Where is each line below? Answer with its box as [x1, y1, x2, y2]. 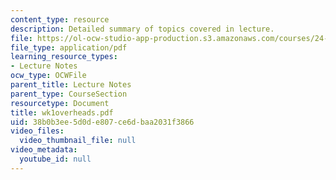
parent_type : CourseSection [10, 89, 128, 99]
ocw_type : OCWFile [10, 71, 87, 81]
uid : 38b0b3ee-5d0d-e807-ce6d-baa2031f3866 [10, 117, 195, 127]
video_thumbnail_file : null [19, 136, 137, 146]
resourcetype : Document [10, 98, 110, 108]
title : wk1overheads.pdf [10, 107, 114, 118]
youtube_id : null [19, 154, 92, 164]
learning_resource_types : [10, 52, 118, 62]
